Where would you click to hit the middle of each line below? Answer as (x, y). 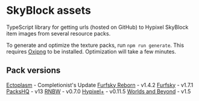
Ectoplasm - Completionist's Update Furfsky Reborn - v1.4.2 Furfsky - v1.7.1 (100, 85)
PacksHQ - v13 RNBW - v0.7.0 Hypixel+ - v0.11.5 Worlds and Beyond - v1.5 (99, 91)
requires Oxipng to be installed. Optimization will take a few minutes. (91, 51)
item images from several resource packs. (58, 33)
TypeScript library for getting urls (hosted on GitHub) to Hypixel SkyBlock (97, 27)
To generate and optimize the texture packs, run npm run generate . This (95, 45)
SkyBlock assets (49, 11)
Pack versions (33, 71)
